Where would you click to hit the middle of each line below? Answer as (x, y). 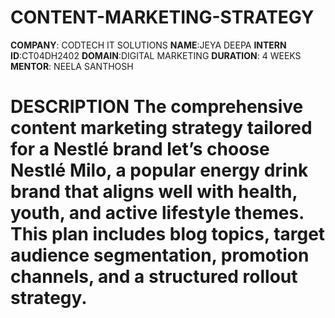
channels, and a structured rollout (154, 277)
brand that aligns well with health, (154, 192)
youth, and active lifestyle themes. (157, 213)
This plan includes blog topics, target (168, 234)
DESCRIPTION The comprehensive (157, 107)
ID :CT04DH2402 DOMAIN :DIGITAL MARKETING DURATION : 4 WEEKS (156, 55)
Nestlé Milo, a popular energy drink (159, 170)
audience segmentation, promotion (160, 255)
